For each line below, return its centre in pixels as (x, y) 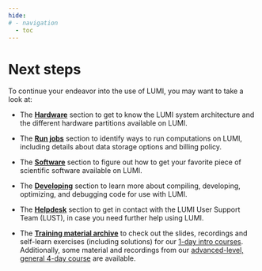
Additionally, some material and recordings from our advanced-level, (131, 250)
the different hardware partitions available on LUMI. (103, 123)
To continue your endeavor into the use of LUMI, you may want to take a (126, 91)
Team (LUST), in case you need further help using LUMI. (112, 218)
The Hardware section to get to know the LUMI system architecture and (137, 115)
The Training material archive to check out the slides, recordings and (133, 233)
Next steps (45, 69)
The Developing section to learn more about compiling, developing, (130, 186)
